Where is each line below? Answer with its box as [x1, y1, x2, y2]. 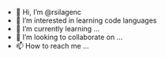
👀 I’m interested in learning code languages [15, 16, 157, 25]
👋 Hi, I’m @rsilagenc [15, 8, 81, 16]
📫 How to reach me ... [15, 42, 89, 50]
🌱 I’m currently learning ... [15, 24, 100, 33]
